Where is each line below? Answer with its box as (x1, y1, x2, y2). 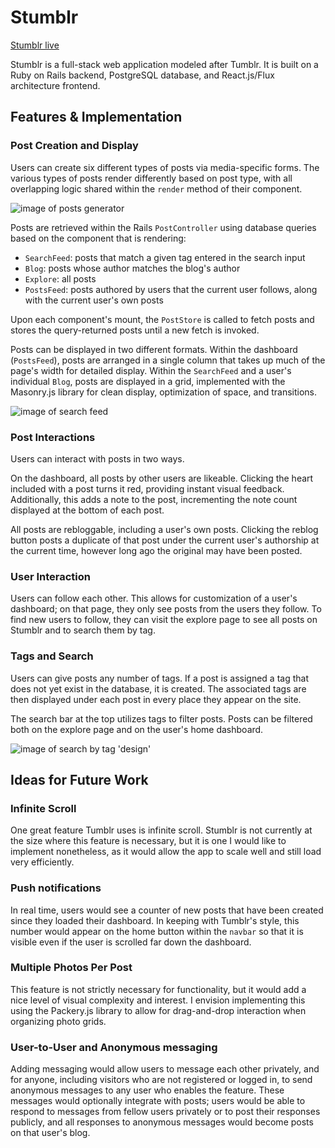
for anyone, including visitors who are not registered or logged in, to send (10, 1074, 313, 1086)
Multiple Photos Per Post (10, 961, 133, 975)
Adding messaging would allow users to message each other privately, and (10, 1063, 320, 1075)
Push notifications (10, 881, 102, 895)
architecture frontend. (10, 79, 101, 91)
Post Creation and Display (10, 139, 139, 153)
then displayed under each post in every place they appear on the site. (10, 693, 302, 705)
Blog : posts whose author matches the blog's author (24, 262, 241, 274)
